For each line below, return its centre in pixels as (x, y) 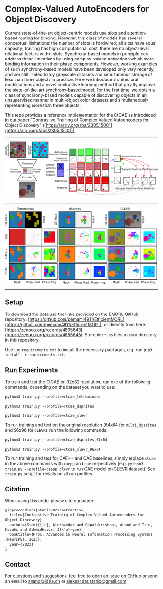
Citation (17, 489)
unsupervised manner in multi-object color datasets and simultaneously (77, 100)
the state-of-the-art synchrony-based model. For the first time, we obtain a (80, 90)
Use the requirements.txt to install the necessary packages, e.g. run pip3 (79, 349)
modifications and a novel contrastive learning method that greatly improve (80, 84)
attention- (137, 33)
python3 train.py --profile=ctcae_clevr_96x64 (53, 449)
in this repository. (22, 340)
